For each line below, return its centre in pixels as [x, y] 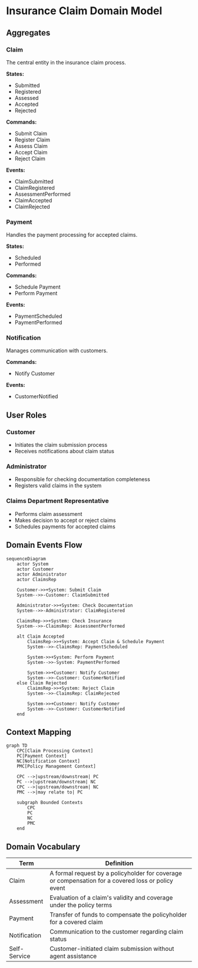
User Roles [27, 415]
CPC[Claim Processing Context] [55, 751]
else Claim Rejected [42, 683]
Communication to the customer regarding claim [117, 932]
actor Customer [35, 569]
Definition [119, 863]
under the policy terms [81, 905]
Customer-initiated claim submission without [112, 949]
